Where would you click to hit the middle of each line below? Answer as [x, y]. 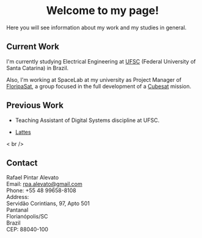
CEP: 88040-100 [27, 229]
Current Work [33, 47]
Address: [18, 197]
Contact [22, 163]
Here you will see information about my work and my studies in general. [96, 27]
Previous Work [35, 105]
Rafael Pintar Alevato [33, 178]
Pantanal [17, 210]
